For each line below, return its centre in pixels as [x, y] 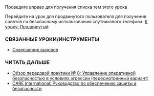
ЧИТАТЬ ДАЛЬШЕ [27, 63]
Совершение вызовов [35, 50]
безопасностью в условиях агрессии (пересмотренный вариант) [80, 78]
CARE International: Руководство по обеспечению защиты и [74, 83]
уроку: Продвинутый [27, 27]
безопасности [27, 88]
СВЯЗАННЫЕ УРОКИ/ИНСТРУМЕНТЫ [52, 39]
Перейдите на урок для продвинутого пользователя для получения [76, 16]
